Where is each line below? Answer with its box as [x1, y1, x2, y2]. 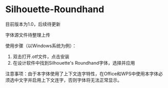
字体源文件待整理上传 [5, 32, 50, 38]
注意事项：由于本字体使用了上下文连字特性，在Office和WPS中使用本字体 [5, 70, 159, 77]
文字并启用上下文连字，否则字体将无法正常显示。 [18, 77, 122, 83]
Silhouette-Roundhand [5, 4, 104, 15]
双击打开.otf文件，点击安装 [12, 53, 70, 60]
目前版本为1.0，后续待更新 [5, 21, 61, 27]
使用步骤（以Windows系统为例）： [5, 42, 77, 49]
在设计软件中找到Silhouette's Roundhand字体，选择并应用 [12, 60, 135, 66]
